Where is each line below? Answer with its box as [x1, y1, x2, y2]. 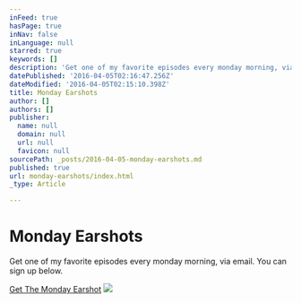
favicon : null [17, 146, 70, 155]
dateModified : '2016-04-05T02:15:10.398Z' [9, 80, 170, 89]
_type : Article [9, 180, 66, 189]
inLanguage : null [9, 38, 74, 48]
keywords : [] [9, 55, 58, 64]
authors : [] [9, 105, 54, 114]
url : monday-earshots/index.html [9, 171, 134, 180]
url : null [17, 138, 54, 147]
